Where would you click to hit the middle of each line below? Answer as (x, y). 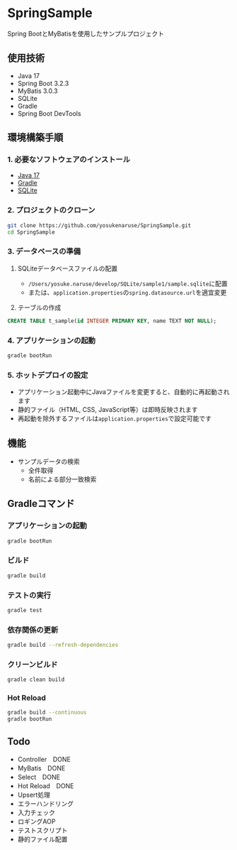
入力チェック (36, 813)
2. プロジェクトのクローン (51, 210)
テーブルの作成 (39, 307)
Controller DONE (44, 759)
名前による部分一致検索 (62, 479)
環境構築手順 (35, 137)
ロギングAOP (36, 822)
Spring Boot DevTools (49, 113)
